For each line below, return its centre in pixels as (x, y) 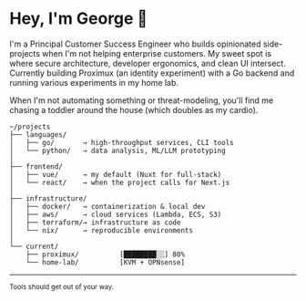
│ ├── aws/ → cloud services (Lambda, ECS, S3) (116, 214)
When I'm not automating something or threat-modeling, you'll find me (142, 100)
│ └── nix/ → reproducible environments (102, 230)
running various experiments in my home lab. (94, 82)
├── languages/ (38, 135)
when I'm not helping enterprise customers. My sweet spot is (157, 53)
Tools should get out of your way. (61, 286)
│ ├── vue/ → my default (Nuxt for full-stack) (116, 174)
